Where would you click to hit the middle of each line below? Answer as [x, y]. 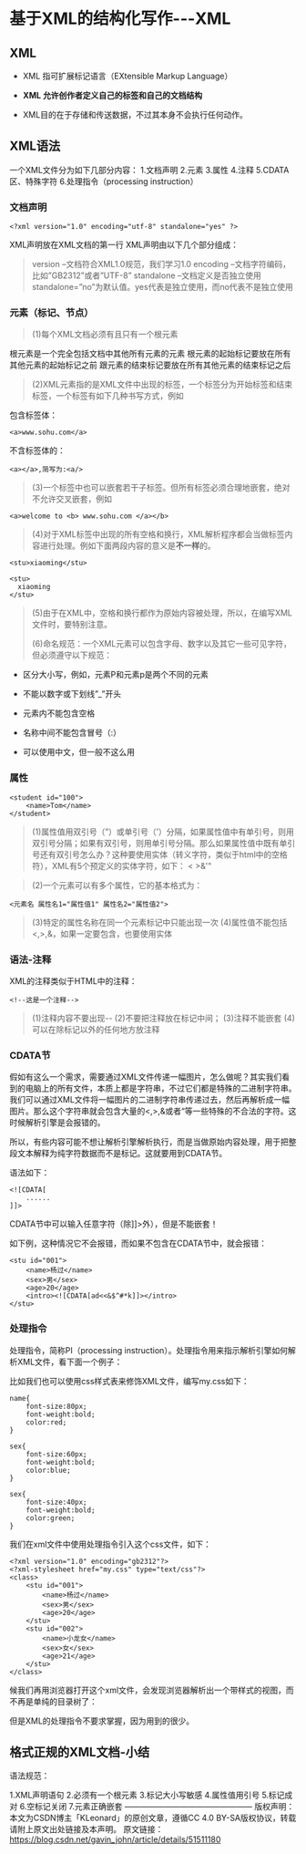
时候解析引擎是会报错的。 [57, 1123]
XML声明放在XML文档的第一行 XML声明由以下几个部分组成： [124, 245]
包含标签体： [33, 415]
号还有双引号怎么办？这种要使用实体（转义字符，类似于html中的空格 [160, 854]
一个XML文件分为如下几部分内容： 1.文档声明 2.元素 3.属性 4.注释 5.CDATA [149, 170]
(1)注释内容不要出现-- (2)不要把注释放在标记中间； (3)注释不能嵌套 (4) [163, 1018]
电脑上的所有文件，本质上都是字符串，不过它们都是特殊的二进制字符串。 [161, 1088]
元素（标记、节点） [51, 313]
